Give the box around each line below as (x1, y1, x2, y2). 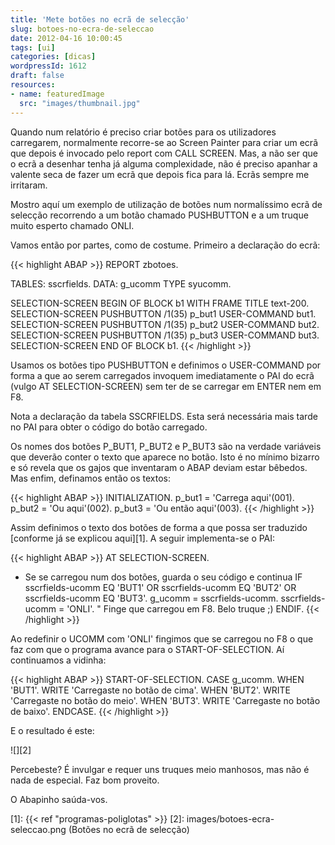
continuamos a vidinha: (10, 654, 107, 666)
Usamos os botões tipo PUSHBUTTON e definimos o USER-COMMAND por (10, 359, 322, 371)
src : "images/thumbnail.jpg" (19, 98, 141, 108)
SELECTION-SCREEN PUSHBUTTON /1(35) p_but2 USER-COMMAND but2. (10, 318, 320, 330)
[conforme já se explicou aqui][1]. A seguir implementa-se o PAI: (10, 532, 276, 544)
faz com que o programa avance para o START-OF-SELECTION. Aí (10, 643, 285, 655)
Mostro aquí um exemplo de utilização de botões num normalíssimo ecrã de (10, 198, 323, 210)
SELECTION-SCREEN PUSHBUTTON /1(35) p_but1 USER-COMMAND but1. (10, 307, 317, 320)
